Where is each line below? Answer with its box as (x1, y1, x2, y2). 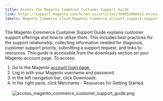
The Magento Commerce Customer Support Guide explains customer (5, 30, 144, 35)
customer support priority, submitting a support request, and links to (5, 45, 142, 51)
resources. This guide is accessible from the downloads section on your (5, 50, 149, 56)
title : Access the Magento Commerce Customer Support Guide (5, 7, 130, 12)
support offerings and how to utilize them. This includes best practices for (5, 34, 153, 40)
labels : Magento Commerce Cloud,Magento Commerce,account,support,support (5, 16, 160, 21)
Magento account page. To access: (5, 55, 76, 61)
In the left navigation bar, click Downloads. (12, 75, 97, 81)
